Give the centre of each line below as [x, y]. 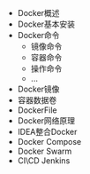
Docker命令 [38, 35]
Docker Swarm [45, 151]
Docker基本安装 [46, 24]
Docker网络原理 [46, 121]
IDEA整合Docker [47, 132]
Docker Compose [49, 142]
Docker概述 [38, 13]
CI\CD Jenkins [44, 161]
